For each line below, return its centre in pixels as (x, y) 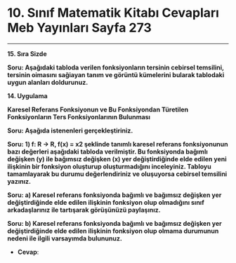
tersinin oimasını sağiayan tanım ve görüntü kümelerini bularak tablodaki (116, 74)
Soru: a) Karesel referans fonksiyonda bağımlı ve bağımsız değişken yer (114, 195)
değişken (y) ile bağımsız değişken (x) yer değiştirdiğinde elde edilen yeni (117, 159)
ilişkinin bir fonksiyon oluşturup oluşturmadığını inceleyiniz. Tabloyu (110, 166)
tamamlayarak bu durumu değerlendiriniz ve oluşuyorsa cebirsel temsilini (117, 174)
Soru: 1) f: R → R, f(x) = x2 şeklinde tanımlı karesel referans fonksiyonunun (118, 144)
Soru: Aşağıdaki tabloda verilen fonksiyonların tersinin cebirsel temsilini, (116, 67)
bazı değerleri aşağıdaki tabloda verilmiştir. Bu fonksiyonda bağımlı (108, 151)
